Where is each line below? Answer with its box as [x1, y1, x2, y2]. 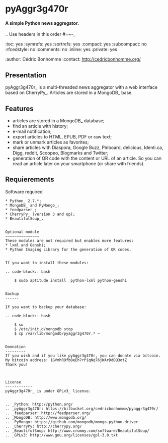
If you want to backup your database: [5, 304, 87, 310]
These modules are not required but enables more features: [5, 238, 134, 243]
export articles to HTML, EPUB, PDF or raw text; [12, 134, 112, 140]
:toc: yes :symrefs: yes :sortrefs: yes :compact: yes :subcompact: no [5, 41, 147, 47]
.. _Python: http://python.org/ [5, 402, 73, 407]
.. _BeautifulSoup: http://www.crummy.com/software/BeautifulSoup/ [5, 428, 150, 433]
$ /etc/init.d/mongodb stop [14, 326, 73, 331]
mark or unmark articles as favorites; [12, 139, 89, 145]
